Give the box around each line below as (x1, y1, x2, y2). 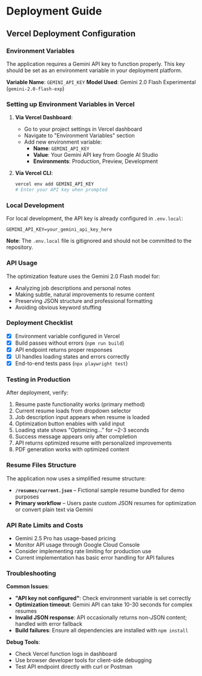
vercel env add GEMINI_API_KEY (15, 181, 94, 187)
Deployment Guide (6, 4, 102, 18)
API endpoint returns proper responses (15, 346, 113, 353)
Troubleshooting (6, 569, 56, 577)
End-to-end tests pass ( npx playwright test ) (15, 360, 128, 367)
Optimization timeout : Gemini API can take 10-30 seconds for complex (15, 601, 193, 608)
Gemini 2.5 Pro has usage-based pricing (15, 535, 116, 542)
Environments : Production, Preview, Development (33, 157, 158, 165)
